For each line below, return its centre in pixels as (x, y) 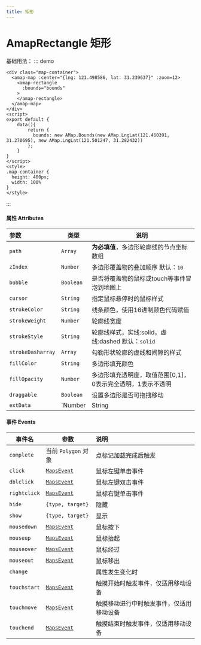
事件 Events (21, 422)
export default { (28, 119)
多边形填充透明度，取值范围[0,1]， (141, 375)
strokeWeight (28, 320)
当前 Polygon (63, 451)
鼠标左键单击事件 (120, 471)
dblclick (22, 482)
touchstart (25, 587)
